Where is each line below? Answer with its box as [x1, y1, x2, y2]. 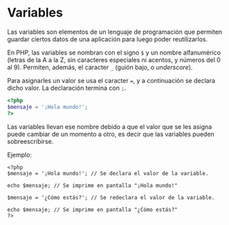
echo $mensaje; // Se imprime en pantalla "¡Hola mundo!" [7, 182, 178, 189]
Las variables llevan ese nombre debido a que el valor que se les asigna [7, 122, 212, 130]
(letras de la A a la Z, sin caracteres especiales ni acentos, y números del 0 [7, 55, 221, 63]
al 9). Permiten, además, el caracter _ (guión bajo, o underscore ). [7, 63, 193, 71]
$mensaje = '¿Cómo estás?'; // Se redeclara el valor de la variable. [7, 194, 215, 201]
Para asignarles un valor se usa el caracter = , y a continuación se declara [7, 76, 216, 84]
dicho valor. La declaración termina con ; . [7, 84, 127, 92]
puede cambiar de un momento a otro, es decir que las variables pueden [7, 130, 214, 138]
